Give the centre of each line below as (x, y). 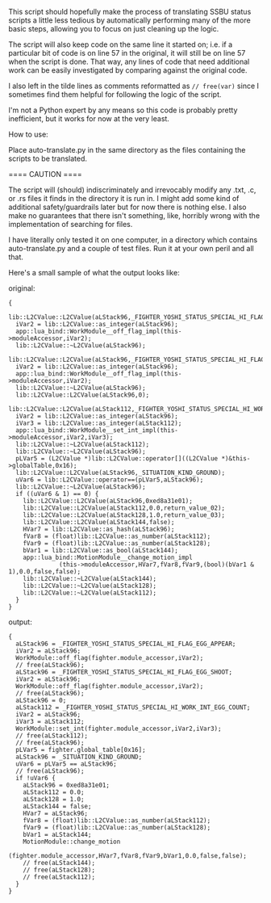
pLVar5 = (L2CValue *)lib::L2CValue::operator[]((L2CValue (117, 459)
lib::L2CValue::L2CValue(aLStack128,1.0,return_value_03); (124, 515)
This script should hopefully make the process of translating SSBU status (130, 12)
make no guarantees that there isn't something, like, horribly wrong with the (134, 216)
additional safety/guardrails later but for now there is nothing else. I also (127, 207)
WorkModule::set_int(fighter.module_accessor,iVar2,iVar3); (119, 729)
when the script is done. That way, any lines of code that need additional (129, 61)
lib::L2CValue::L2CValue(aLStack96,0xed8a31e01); (108, 501)
